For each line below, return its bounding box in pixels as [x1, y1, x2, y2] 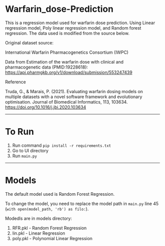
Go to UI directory [12, 147, 49, 153]
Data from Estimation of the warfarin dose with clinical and [5, 59, 124, 65]
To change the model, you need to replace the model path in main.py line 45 [5, 201, 159, 207]
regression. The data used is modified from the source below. [5, 30, 130, 36]
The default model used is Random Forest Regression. [5, 191, 115, 197]
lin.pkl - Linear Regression [12, 230, 65, 236]
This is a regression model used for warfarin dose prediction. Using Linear [5, 20, 156, 26]
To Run [5, 126, 34, 138]
